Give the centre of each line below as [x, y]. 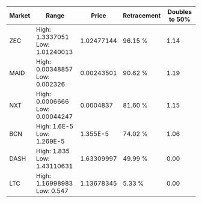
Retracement [142, 16]
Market [20, 16]
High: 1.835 [53, 151]
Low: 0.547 [52, 191]
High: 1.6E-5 [55, 126]
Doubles [180, 12]
